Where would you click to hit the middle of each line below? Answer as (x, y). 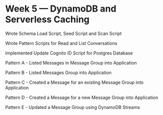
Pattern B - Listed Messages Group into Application (58, 72)
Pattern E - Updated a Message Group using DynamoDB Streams (72, 107)
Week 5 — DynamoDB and (61, 9)
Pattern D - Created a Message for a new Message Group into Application (82, 97)
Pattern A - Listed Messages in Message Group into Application (71, 63)
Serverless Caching (47, 19)
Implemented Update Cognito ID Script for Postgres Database (69, 53)
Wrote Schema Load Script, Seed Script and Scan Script (63, 33)
